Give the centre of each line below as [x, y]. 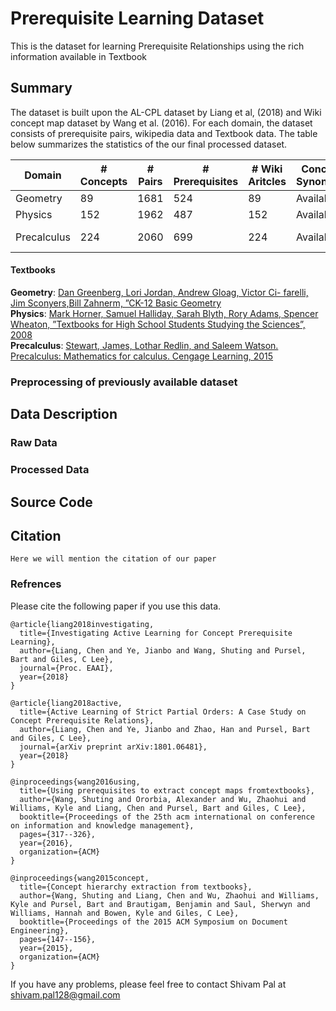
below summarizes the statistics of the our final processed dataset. [149, 144]
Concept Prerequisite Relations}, [82, 720]
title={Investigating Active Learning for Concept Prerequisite [156, 633]
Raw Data [34, 443]
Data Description [64, 414]
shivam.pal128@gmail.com [65, 994]
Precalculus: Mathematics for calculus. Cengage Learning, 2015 [142, 356]
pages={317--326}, [58, 834]
